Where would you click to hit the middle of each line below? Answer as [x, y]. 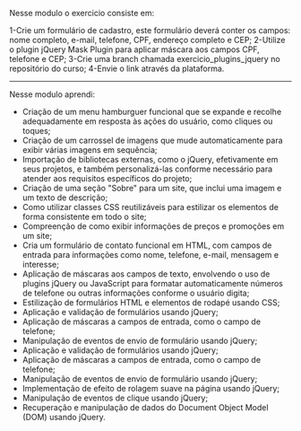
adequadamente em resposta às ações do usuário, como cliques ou [147, 121]
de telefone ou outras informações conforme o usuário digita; [136, 293]
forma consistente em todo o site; [84, 216]
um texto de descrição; [65, 198]
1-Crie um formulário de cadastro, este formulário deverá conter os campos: [150, 30]
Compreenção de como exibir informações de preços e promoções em [153, 226]
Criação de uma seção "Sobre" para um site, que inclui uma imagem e [152, 188]
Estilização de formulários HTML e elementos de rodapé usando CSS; [151, 303]
